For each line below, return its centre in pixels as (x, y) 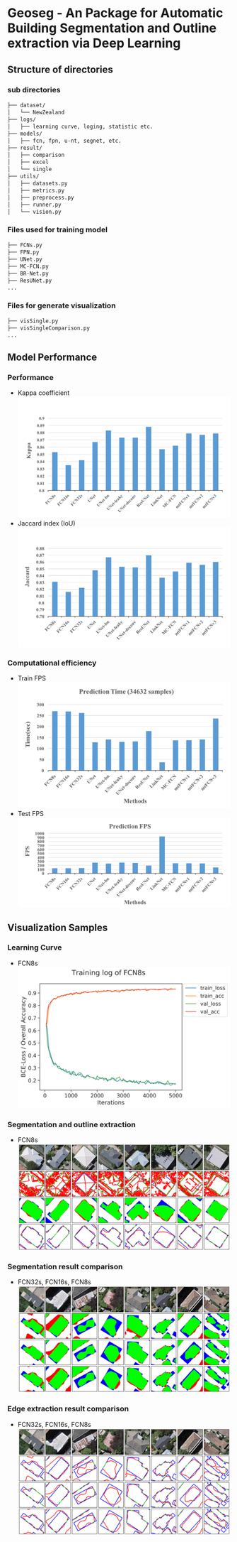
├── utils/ (23, 176)
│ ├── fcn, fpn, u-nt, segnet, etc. (64, 141)
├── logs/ (22, 119)
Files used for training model (58, 229)
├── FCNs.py (25, 245)
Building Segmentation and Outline (112, 28)
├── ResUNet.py (30, 281)
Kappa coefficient (44, 393)
